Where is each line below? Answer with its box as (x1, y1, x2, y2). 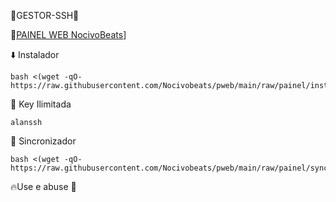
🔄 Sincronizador (10, 135, 77, 147)
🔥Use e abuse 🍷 (10, 181, 77, 192)
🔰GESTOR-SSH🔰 (10, 10, 80, 21)
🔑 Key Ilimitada (10, 98, 72, 110)
